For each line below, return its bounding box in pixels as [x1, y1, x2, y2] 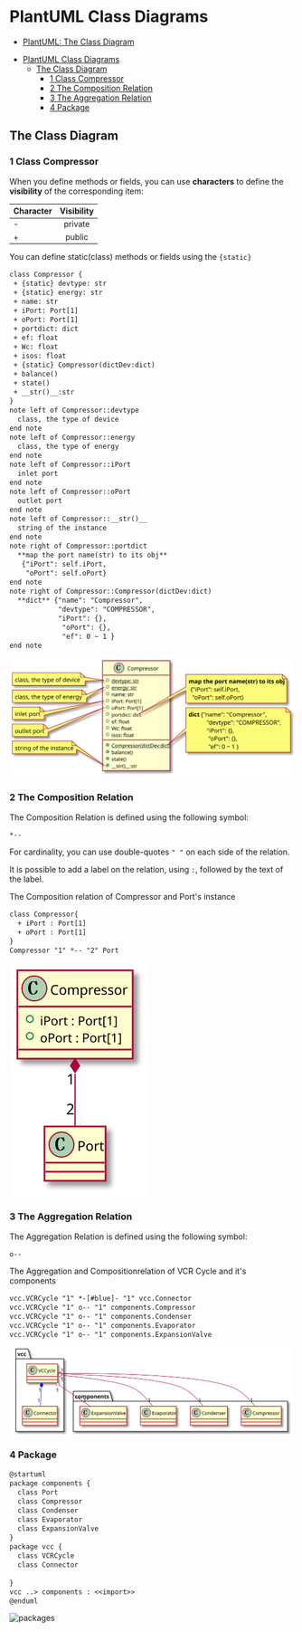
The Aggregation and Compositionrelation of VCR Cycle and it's [9, 1265, 247, 1276]
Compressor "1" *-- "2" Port [9, 946, 119, 955]
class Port [17, 1488, 59, 1497]
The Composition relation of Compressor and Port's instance [9, 891, 236, 902]
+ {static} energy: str [13, 288, 103, 298]
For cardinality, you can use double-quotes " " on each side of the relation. [9, 846, 290, 857]
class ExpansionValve [17, 1524, 99, 1533]
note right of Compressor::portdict [9, 541, 147, 551]
